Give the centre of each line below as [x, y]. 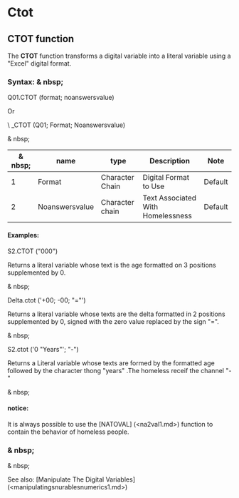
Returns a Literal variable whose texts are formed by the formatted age [111, 363]
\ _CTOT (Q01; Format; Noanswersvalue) [67, 125]
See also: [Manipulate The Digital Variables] [71, 479]
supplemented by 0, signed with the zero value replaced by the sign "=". [113, 321]
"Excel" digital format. [39, 63]
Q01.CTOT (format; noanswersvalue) [61, 98]
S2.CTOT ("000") [33, 251]
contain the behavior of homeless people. [68, 432]
